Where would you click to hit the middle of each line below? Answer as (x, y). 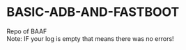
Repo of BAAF (27, 31)
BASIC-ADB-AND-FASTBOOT (93, 12)
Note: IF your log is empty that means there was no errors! (91, 38)
